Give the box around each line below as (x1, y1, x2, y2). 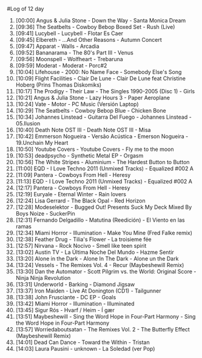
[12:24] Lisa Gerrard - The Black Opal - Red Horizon (15, 197, 146, 204)
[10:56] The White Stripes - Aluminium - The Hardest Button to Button (15, 159, 190, 165)
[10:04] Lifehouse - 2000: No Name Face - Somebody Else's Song (15, 68, 182, 75)
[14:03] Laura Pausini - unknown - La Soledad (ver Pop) (15, 345, 155, 352)
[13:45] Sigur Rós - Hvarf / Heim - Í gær (15, 307, 115, 314)
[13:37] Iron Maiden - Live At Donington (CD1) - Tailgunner (15, 287, 161, 294)
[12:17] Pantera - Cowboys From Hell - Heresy (15, 184, 130, 191)
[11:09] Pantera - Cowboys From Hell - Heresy (15, 171, 131, 178)
